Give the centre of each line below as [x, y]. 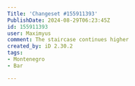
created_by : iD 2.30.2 [40, 46]
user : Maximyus [29, 33]
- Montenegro [26, 59]
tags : [15, 53]
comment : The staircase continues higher [68, 40]
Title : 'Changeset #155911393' [53, 14]
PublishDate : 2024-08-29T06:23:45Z [59, 20]
